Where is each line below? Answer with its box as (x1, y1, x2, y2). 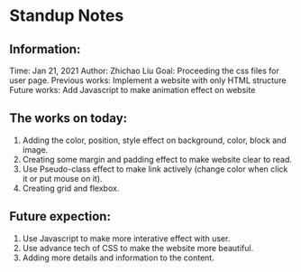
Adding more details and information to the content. (22, 252, 214, 263)
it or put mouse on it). (22, 173, 103, 183)
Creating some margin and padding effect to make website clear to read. (22, 154, 293, 164)
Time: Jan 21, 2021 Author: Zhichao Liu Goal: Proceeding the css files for (9, 65, 279, 76)
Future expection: (9, 209, 111, 224)
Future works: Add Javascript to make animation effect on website (9, 85, 256, 95)
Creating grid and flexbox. (22, 183, 120, 193)
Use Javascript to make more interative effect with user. (22, 232, 231, 244)
